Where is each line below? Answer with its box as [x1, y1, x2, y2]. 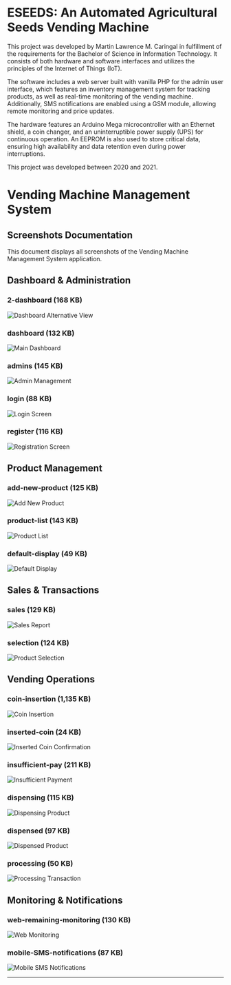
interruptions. [7, 150, 45, 158]
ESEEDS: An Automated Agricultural [7, 5, 218, 21]
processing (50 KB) [7, 858, 74, 868]
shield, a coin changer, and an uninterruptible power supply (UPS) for [7, 128, 203, 136]
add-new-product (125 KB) [7, 483, 98, 493]
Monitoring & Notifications [7, 894, 123, 906]
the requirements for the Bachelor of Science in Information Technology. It [7, 50, 218, 58]
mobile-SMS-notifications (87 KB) [7, 948, 124, 957]
